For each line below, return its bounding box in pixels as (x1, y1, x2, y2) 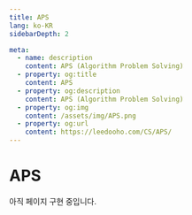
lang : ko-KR (9, 21, 53, 30)
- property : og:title (17, 70, 97, 80)
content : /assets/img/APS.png (25, 111, 137, 120)
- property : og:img (17, 103, 89, 111)
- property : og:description (17, 86, 121, 96)
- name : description (17, 54, 93, 63)
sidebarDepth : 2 (9, 29, 69, 38)
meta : (9, 45, 29, 54)
